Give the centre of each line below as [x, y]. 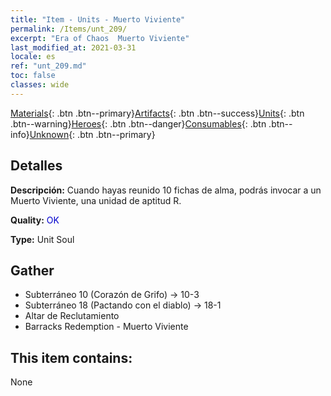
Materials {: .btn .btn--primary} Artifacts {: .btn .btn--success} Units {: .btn [157, 113]
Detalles [36, 166]
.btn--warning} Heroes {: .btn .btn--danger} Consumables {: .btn [138, 123]
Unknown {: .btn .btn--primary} [92, 134]
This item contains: [71, 357]
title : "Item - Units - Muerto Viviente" [98, 19]
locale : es [33, 57]
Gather [32, 270]
